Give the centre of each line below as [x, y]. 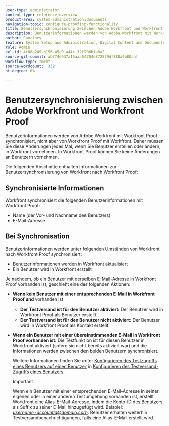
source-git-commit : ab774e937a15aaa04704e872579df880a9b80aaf [72, 57]
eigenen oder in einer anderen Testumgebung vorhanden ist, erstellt [83, 396]
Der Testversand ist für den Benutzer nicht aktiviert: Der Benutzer [90, 320]
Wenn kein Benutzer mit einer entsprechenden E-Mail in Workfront [83, 294]
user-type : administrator [32, 10]
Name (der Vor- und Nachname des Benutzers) [61, 215]
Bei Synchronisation [37, 237]
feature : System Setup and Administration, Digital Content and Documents [85, 43]
